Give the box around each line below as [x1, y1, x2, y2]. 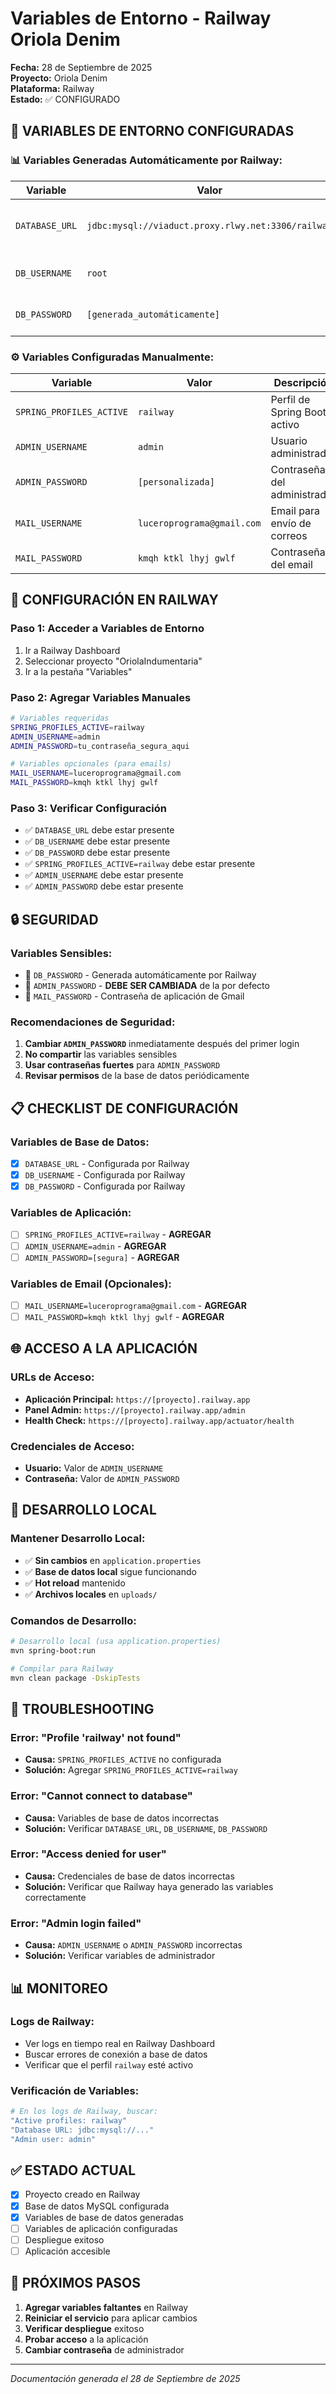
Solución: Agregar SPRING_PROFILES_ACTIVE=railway [24, 1764, 238, 1776]
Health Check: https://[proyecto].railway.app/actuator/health [24, 1414, 295, 1426]
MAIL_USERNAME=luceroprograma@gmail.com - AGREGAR [24, 1299, 247, 1311]
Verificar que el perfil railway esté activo [24, 2058, 194, 2071]
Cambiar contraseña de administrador [24, 2343, 185, 2356]
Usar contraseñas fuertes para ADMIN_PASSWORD [24, 1059, 221, 1071]
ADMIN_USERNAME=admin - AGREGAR [24, 1240, 167, 1252]
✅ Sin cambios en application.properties [24, 1554, 202, 1566]
